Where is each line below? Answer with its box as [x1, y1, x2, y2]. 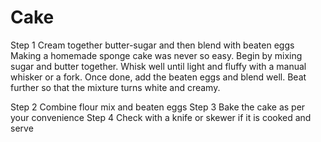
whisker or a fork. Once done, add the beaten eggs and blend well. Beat [10, 71, 307, 83]
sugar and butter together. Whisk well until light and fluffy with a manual [10, 60, 307, 72]
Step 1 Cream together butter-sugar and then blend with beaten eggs [10, 39, 295, 51]
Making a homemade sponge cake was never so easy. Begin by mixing [10, 49, 303, 61]
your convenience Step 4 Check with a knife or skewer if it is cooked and [10, 111, 312, 123]
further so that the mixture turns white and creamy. [10, 81, 221, 93]
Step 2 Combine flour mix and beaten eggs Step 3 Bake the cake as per [10, 101, 306, 113]
